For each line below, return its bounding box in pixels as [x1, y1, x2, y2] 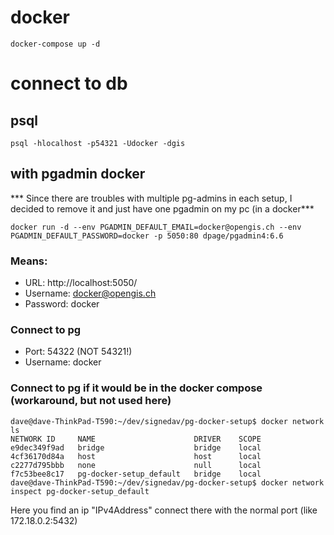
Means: [10, 254, 48, 268]
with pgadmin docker [10, 166, 146, 183]
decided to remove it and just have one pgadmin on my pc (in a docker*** [10, 202, 315, 215]
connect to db [10, 72, 128, 95]
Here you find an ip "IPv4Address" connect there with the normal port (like [10, 504, 318, 516]
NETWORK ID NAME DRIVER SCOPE [10, 434, 262, 444]
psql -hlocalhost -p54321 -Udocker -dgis [10, 138, 186, 148]
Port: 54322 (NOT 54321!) [24, 346, 133, 358]
